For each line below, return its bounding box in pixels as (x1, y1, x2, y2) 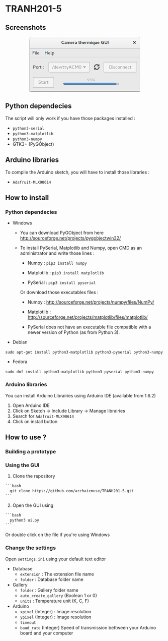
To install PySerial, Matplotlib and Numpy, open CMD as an (20, 245, 142, 251)
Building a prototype (5, 448, 56, 455)
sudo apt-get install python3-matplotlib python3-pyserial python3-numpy (5, 350, 163, 355)
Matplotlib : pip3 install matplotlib (27, 270, 104, 276)
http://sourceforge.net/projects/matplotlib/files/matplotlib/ (27, 314, 148, 320)
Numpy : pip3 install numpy (27, 260, 87, 266)
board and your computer (20, 630, 73, 636)
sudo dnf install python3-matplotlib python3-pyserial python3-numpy (5, 369, 154, 375)
